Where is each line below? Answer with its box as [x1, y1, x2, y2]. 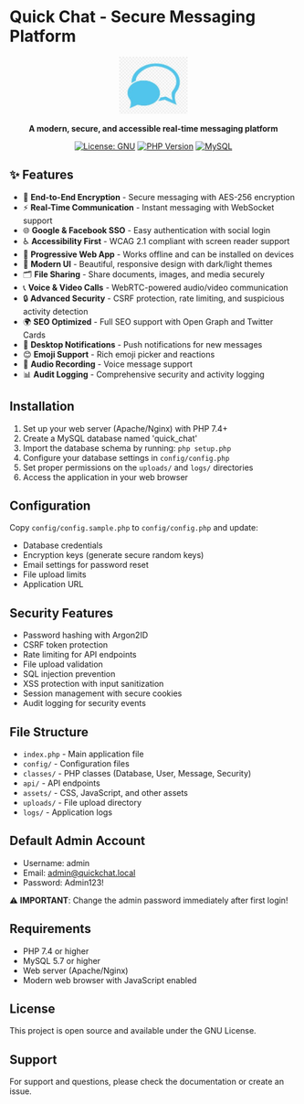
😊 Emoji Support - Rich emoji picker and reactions [22, 348, 215, 359]
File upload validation [22, 659, 103, 670]
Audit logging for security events [22, 698, 146, 709]
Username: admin [22, 857, 90, 868]
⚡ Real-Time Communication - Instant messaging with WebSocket [22, 201, 275, 212]
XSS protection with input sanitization [22, 679, 164, 690]
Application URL [22, 579, 84, 590]
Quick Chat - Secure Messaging [9, 6, 256, 27]
